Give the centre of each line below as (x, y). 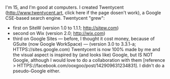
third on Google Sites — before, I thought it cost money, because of (83, 38)
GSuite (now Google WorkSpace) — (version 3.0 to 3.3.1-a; (74, 44)
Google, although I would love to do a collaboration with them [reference (89, 60)
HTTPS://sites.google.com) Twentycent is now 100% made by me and (87, 49)
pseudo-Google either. (36, 71)
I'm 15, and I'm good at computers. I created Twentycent (65, 7)
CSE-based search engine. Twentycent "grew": (55, 18)
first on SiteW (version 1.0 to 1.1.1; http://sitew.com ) (66, 28)
